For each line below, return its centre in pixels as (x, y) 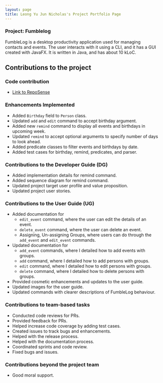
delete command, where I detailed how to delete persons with (82, 271)
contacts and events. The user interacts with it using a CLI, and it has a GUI (81, 47)
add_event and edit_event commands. (58, 240)
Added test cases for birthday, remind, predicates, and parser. (75, 152)
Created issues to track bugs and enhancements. (61, 331)
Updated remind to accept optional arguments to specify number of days (85, 136)
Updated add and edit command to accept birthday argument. (74, 121)
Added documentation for (38, 214)
